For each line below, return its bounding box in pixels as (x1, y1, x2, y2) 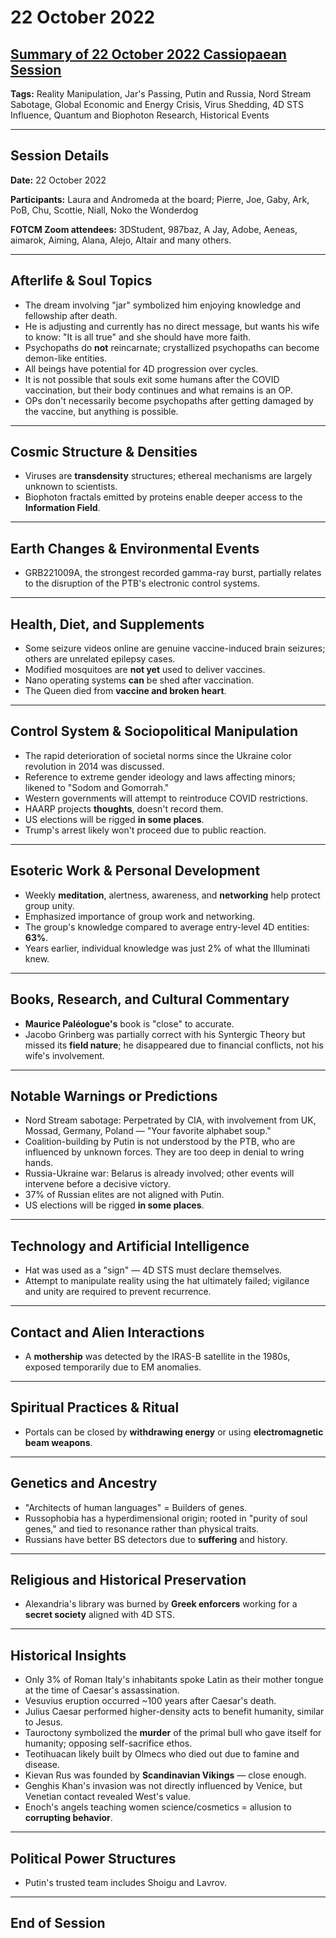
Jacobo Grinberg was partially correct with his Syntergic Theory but (24, 1028, 306, 1040)
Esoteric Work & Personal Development (10, 862, 261, 880)
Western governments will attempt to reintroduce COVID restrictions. (24, 792, 308, 804)
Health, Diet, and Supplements (10, 616, 205, 633)
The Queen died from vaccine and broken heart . (24, 685, 227, 697)
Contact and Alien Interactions (10, 1324, 205, 1341)
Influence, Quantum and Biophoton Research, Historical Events (10, 109, 270, 121)
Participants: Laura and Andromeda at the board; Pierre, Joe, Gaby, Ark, (10, 193, 310, 205)
